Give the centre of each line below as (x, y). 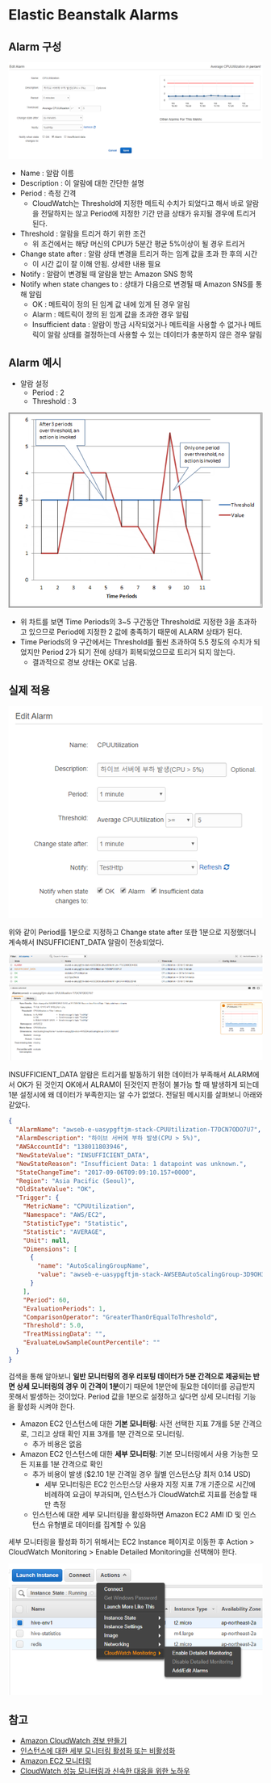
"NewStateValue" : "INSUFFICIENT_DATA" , (83, 1155)
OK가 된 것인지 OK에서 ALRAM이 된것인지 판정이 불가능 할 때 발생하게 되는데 (138, 1084)
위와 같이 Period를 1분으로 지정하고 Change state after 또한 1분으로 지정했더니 (132, 932)
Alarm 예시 (35, 362)
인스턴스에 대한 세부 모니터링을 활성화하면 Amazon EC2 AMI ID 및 (137, 1514)
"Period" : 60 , (46, 1300)
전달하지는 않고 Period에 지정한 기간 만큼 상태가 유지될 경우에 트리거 (148, 214)
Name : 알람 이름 (47, 173)
